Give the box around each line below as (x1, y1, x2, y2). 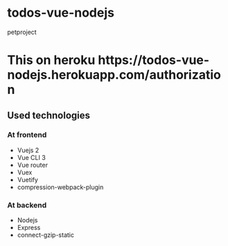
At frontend (7, 130, 47, 140)
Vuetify (17, 175, 38, 183)
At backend (7, 200, 47, 210)
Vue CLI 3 (17, 153, 46, 161)
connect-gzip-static (17, 231, 75, 239)
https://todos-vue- (98, 52, 210, 68)
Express (17, 224, 41, 232)
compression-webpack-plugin (17, 183, 104, 191)
